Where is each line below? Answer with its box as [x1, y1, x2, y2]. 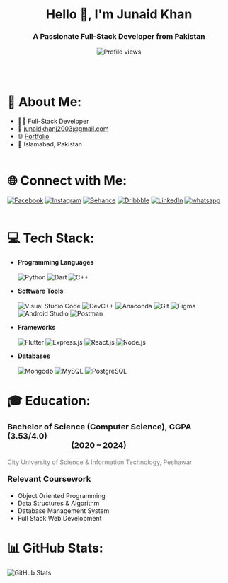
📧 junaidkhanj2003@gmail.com [17, 125, 109, 133]
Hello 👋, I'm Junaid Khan [45, 6, 193, 23]
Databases [17, 352, 51, 360]
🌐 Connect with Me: [7, 173, 127, 188]
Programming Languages [17, 258, 94, 267]
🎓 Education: [7, 393, 91, 409]
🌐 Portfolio [17, 132, 50, 141]
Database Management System [17, 506, 110, 515]
